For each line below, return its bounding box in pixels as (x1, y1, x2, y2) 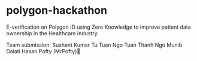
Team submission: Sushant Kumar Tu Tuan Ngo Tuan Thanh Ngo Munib (6, 41, 183, 48)
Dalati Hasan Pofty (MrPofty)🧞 (6, 47, 81, 54)
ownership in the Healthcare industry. (6, 29, 99, 36)
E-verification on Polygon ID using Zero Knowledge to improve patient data (6, 23, 192, 30)
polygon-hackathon (6, 4, 108, 17)
